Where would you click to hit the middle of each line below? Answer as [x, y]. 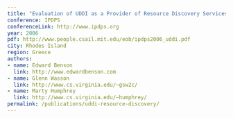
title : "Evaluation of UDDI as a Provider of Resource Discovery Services [118, 14]
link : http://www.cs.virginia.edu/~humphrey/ [80, 98]
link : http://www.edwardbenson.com [65, 71]
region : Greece [29, 53]
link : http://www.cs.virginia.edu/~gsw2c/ [76, 85]
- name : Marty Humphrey [42, 91]
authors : [20, 59]
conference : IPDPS [34, 20]
